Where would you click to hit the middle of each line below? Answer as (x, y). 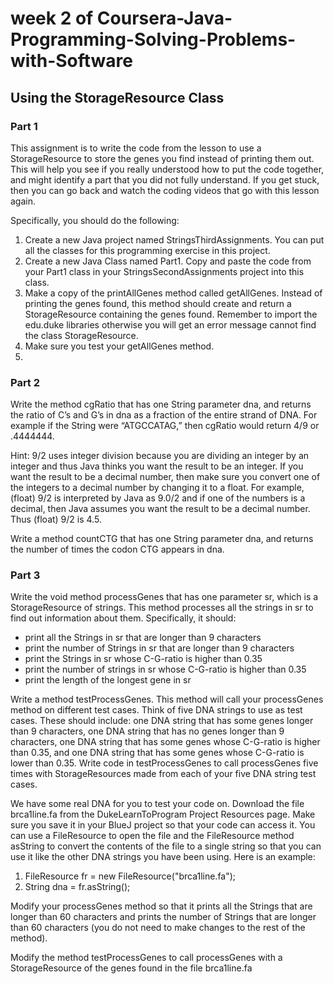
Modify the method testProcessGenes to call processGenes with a (146, 958)
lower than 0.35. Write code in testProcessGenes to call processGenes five (164, 763)
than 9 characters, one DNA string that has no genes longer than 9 (147, 731)
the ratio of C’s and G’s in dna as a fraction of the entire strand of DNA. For (164, 415)
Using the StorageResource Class (117, 97)
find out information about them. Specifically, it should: (123, 618)
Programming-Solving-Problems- (153, 39)
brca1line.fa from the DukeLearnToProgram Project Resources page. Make (163, 814)
